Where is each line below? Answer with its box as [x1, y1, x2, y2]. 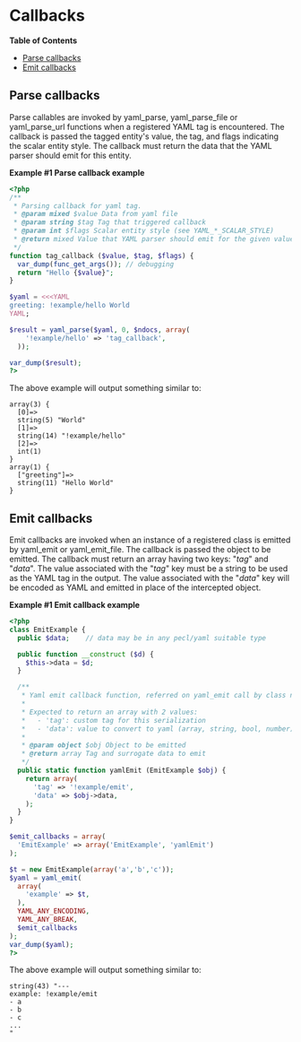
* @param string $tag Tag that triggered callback [13, 218, 206, 227]
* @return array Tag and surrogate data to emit [21, 750, 206, 759]
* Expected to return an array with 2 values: [21, 708, 199, 716]
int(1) [17, 447, 42, 456]
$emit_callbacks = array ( [9, 832, 106, 841]
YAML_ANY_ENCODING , [17, 907, 90, 916]
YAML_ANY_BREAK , [17, 916, 78, 925]
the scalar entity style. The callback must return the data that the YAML [9, 140, 272, 151]
